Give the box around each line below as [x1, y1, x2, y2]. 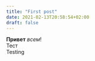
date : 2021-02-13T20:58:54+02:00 [6, 14, 90, 20]
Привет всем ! [6, 36, 42, 43]
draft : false [6, 20, 39, 25]
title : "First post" [6, 8, 58, 15]
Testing [6, 49, 25, 56]
